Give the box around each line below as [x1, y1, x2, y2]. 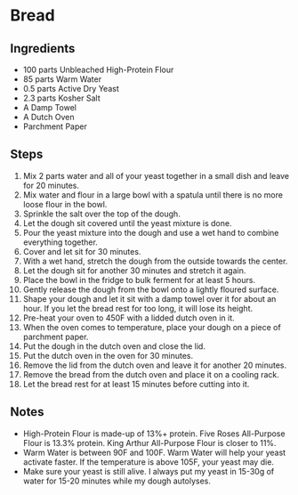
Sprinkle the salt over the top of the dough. [22, 208, 181, 219]
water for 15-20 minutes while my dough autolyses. [22, 475, 212, 486]
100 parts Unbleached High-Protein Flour [22, 64, 174, 75]
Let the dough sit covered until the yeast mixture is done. [22, 217, 232, 228]
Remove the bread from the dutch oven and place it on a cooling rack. [22, 369, 279, 379]
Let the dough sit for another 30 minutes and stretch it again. [22, 264, 246, 276]
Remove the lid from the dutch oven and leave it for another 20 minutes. [22, 360, 287, 370]
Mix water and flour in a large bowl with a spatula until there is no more [22, 189, 284, 200]
